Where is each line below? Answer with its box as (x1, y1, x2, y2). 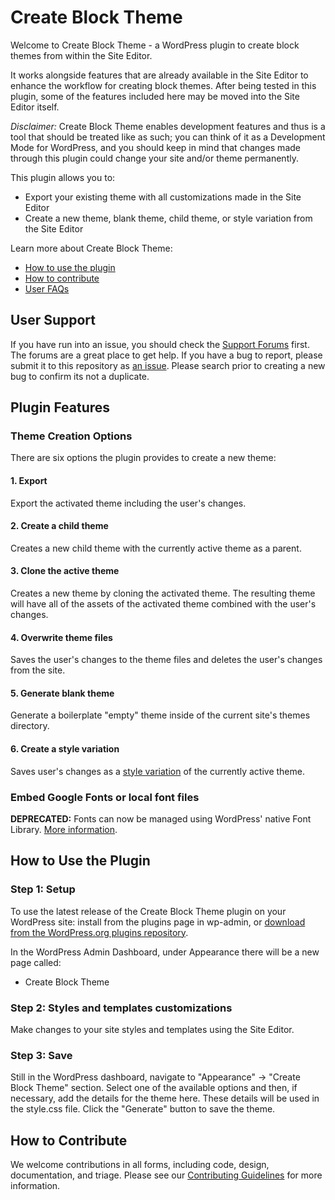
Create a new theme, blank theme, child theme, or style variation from (24, 212, 313, 224)
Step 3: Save (10, 1048, 73, 1062)
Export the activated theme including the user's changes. (10, 497, 247, 509)
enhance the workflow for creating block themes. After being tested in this (10, 79, 317, 91)
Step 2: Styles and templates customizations (10, 1001, 233, 1015)
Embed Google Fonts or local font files (10, 790, 200, 804)
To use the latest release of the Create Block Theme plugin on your (10, 905, 287, 917)
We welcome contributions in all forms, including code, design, (10, 1159, 270, 1171)
